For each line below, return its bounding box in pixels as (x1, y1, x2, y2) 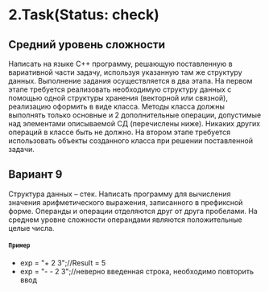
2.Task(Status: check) (8, 6, 159, 24)
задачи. (8, 145, 35, 154)
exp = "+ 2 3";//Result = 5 (19, 258, 106, 268)
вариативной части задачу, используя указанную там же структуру (8, 68, 243, 77)
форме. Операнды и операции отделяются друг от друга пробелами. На (8, 206, 258, 216)
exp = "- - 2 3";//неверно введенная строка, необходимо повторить (19, 267, 254, 277)
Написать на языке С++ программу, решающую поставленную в (8, 59, 233, 68)
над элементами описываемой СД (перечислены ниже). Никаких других (8, 119, 260, 128)
